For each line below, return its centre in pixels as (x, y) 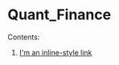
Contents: (24, 37)
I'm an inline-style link (55, 52)
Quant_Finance (59, 15)
